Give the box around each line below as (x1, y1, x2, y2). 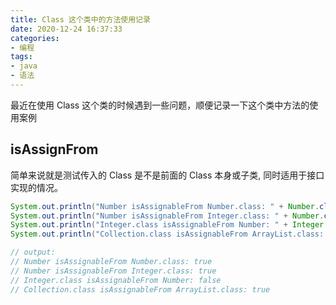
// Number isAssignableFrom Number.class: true (10, 257, 213, 267)
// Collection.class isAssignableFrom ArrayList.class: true (10, 284, 271, 295)
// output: (10, 247, 56, 258)
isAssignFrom (10, 141, 99, 158)
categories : (10, 33, 60, 43)
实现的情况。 (10, 181, 63, 193)
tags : (10, 52, 33, 62)
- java (10, 61, 38, 71)
